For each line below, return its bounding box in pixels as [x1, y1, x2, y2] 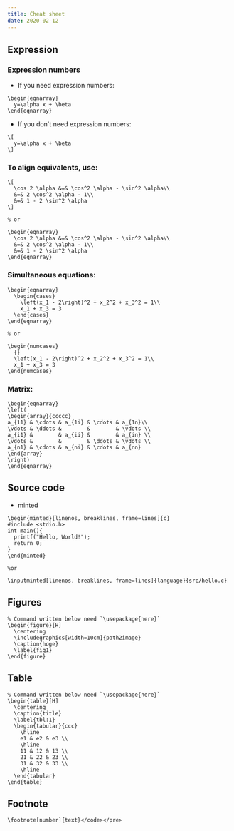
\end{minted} [7, 552, 46, 559]
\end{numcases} [7, 367, 53, 374]
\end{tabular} [14, 772, 55, 780]
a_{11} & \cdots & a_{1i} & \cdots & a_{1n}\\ [7, 419, 148, 427]
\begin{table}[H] [7, 697, 59, 705]
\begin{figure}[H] [7, 621, 62, 628]
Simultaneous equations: [7, 270, 96, 280]
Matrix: [7, 384, 33, 394]
